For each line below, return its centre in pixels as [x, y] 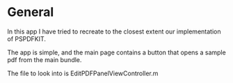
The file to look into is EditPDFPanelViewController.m [83, 73]
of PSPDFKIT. [27, 38]
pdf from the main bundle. [45, 59]
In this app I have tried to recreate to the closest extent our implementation [114, 31]
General [31, 12]
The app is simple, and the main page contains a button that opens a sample [116, 52]
